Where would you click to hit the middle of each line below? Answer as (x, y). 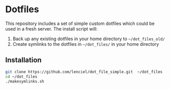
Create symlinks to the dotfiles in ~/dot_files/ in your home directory (86, 44)
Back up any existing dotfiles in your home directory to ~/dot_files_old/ (89, 39)
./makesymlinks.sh (25, 81)
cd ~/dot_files (21, 77)
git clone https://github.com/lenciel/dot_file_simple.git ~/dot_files (84, 72)
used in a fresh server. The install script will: (51, 28)
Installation (23, 60)
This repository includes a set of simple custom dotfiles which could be (80, 23)
